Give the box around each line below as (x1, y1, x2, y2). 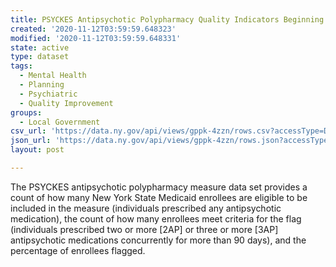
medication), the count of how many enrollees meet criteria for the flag (10, 212, 302, 225)
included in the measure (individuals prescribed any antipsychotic (10, 202, 282, 214)
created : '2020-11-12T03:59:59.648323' (10, 24, 177, 34)
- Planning (19, 80, 65, 90)
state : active (10, 42, 70, 53)
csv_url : (10, 126, 47, 136)
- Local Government (19, 117, 101, 127)
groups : (10, 107, 43, 118)
